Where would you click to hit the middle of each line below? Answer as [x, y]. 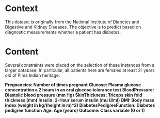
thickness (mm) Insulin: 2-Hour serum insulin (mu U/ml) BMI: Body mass [80, 100]
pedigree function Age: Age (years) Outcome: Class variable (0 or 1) [75, 110]
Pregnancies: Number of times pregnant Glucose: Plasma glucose [73, 85]
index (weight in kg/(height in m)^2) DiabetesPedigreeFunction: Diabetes [80, 105]
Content [22, 52]
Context [22, 8]
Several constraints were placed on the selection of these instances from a [80, 65]
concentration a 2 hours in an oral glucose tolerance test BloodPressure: [80, 89]
